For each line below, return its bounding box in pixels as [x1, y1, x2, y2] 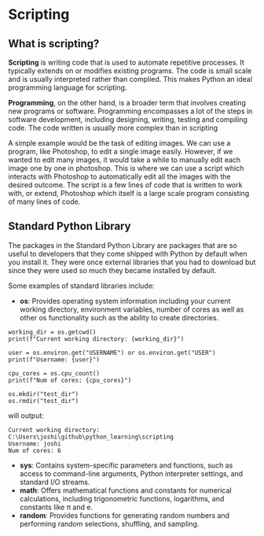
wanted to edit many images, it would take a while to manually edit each [8, 155, 241, 164]
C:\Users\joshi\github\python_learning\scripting [8, 433, 174, 441]
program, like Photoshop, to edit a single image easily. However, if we [8, 147, 233, 156]
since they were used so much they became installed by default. [8, 265, 217, 275]
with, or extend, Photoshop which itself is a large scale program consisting [8, 189, 250, 198]
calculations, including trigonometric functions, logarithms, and [19, 493, 225, 503]
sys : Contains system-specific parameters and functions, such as [19, 460, 233, 470]
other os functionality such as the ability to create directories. [19, 312, 218, 322]
